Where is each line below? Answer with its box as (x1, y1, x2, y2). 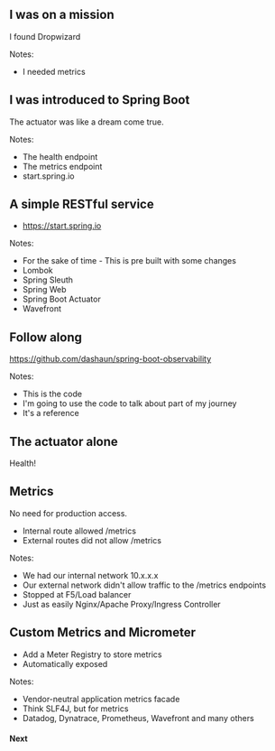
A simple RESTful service (9, 197, 155, 212)
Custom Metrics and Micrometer (9, 625, 197, 640)
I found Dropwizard (9, 31, 81, 42)
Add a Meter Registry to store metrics (22, 649, 162, 660)
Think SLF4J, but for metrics (22, 703, 129, 714)
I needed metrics (22, 66, 86, 77)
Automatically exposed (22, 658, 108, 669)
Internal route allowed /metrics (22, 525, 137, 536)
